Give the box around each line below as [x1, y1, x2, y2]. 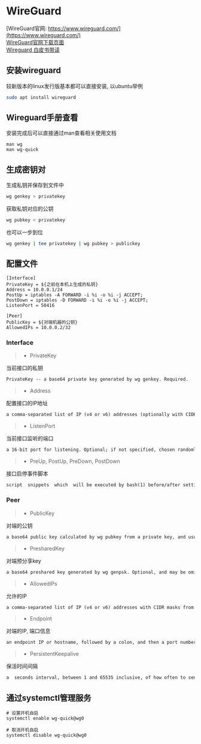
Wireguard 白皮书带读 [6, 46, 60, 53]
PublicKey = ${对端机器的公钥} [6, 319, 78, 325]
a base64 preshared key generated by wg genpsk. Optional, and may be [6, 569, 186, 575]
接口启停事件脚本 [6, 469, 48, 477]
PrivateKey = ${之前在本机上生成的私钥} [6, 281, 99, 287]
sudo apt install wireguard [6, 94, 77, 100]
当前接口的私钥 [6, 364, 43, 371]
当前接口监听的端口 [6, 435, 54, 442]
